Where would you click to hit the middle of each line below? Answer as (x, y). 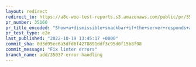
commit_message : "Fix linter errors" (51, 50)
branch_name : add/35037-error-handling (54, 55)
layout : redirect (27, 11)
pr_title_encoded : (28, 28)
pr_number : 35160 (27, 22)
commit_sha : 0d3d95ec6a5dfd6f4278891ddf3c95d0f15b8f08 (74, 44)
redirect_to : (21, 17)
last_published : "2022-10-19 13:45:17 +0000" (62, 38)
